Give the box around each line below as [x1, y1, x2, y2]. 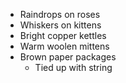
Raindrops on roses [19, 9, 101, 20]
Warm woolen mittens [19, 40, 110, 52]
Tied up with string [34, 62, 113, 73]
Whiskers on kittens [19, 19, 102, 31]
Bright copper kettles [19, 30, 107, 41]
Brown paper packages [19, 51, 117, 63]
